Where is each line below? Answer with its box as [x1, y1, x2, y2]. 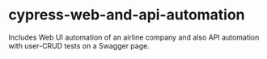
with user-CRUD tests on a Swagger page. [8, 40, 150, 50]
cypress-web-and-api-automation [8, 6, 245, 24]
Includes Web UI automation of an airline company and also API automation [8, 32, 260, 42]
